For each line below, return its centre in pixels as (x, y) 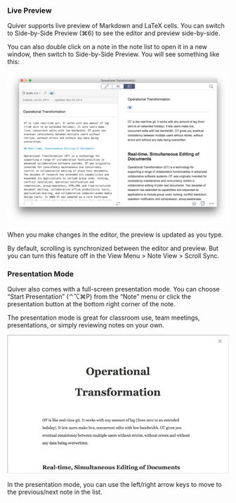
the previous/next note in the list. (55, 492)
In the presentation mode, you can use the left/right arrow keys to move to (115, 485)
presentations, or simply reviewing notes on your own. (86, 325)
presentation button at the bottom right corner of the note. (91, 304)
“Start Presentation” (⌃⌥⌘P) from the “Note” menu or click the (99, 296)
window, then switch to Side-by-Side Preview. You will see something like (113, 54)
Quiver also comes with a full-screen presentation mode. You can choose (113, 289)
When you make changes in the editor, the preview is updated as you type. (115, 235)
